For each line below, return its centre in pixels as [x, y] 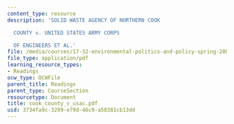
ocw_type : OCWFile [34, 77]
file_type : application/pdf [48, 59]
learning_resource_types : [45, 65]
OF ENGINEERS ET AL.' [45, 45]
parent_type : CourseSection [48, 91]
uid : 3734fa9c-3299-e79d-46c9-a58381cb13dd [71, 110]
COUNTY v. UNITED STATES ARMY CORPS [67, 33]
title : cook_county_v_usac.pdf [53, 104]
